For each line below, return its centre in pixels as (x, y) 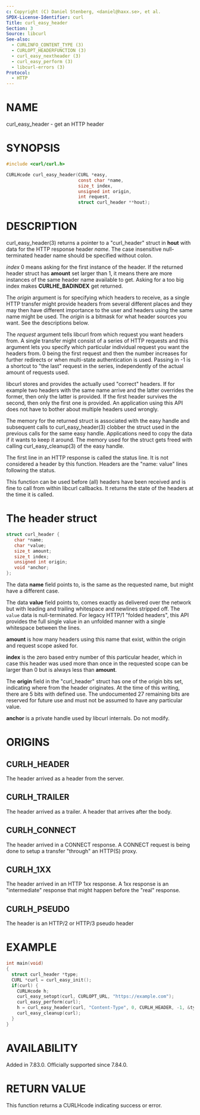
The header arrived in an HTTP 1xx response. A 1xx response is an (87, 884)
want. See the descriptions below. (48, 323)
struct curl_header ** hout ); (114, 203)
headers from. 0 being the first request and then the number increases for (97, 354)
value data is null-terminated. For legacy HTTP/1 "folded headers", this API (98, 615)
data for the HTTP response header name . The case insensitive (84, 249)
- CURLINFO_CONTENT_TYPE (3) (48, 45)
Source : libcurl (26, 34)
